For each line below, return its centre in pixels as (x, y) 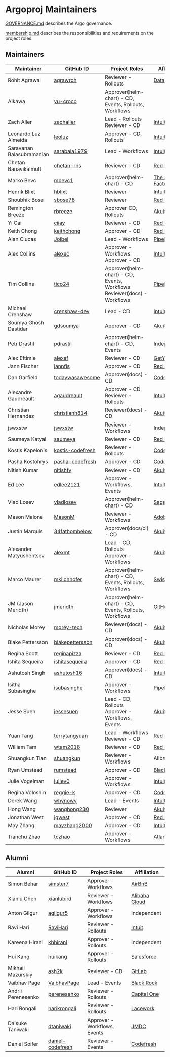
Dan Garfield (23, 377)
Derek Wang (23, 800)
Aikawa (16, 101)
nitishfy (63, 470)
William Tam (22, 747)
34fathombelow (73, 531)
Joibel (61, 239)
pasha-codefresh (75, 461)
